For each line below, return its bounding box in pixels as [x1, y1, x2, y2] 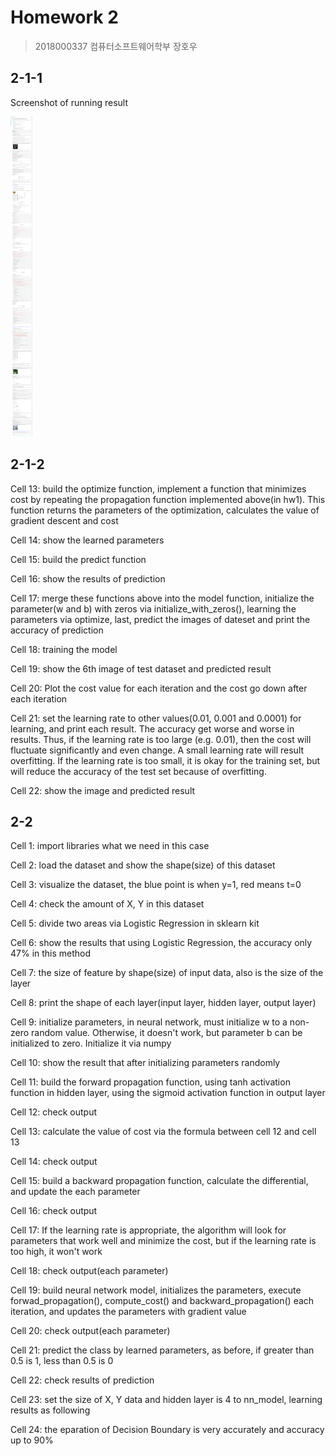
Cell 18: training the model [10, 643, 118, 655]
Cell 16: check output [10, 1205, 98, 1217]
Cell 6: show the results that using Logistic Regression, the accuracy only [10, 937, 313, 949]
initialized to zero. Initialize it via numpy [10, 1037, 172, 1050]
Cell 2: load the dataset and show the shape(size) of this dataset [10, 859, 276, 871]
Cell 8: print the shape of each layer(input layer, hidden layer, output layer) [10, 997, 317, 1009]
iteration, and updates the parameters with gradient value [10, 1306, 247, 1318]
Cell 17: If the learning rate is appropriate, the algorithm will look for [10, 1224, 287, 1236]
